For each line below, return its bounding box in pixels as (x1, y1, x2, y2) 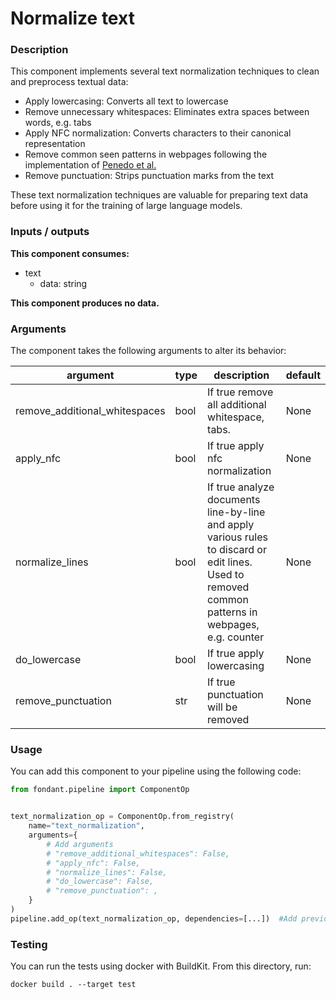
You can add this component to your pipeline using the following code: (10, 765, 302, 777)
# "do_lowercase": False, (46, 877, 155, 887)
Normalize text (10, 7, 135, 30)
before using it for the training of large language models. (10, 200, 243, 212)
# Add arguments (46, 839, 114, 849)
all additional (207, 398, 267, 412)
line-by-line (207, 505, 266, 519)
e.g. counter (207, 630, 265, 644)
